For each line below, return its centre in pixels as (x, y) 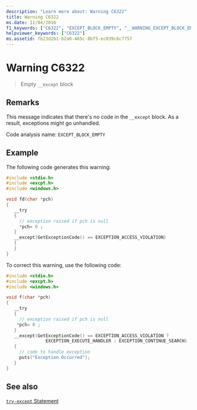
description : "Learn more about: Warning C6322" (67, 11)
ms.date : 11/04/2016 (31, 22)
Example (22, 153)
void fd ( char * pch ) (30, 199)
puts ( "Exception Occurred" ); (55, 358)
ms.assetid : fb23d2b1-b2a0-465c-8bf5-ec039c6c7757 (69, 39)
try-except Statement (32, 401)
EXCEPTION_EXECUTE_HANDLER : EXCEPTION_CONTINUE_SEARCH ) (116, 341)
